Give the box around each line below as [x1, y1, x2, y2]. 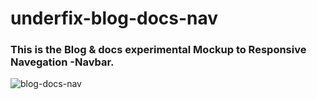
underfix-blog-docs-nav [10, 7, 219, 30]
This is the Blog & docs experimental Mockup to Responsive [10, 43, 307, 57]
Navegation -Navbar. [10, 55, 115, 69]
